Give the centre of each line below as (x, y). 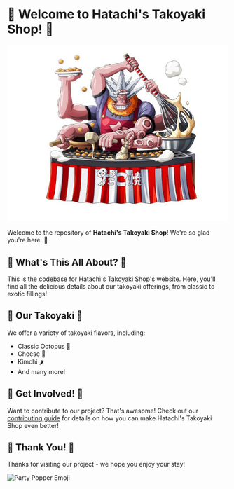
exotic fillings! (27, 294)
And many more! (41, 371)
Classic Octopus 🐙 (44, 346)
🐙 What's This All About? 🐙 (67, 262)
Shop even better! (33, 425)
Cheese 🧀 (32, 354)
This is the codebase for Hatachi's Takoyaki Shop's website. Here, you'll (111, 279)
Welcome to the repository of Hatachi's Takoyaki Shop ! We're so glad (109, 233)
